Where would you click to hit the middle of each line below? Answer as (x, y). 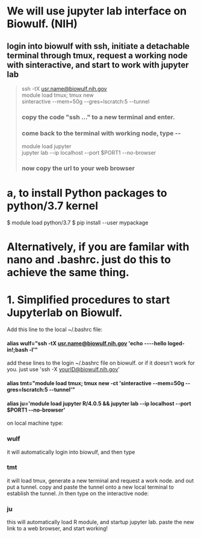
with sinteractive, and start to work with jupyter (98, 65)
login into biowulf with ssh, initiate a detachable (98, 46)
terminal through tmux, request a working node (97, 55)
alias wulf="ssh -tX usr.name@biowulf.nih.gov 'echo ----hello (87, 343)
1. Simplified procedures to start (88, 300)
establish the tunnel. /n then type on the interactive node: (78, 493)
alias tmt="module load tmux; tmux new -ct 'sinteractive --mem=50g (96, 383)
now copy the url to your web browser (78, 169)
